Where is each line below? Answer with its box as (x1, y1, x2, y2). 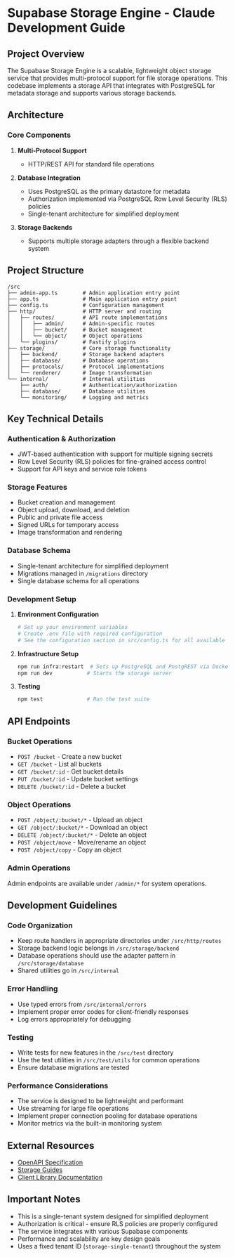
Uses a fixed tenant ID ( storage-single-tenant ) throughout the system (17, 1242, 221, 1250)
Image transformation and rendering (17, 528, 123, 537)
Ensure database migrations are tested (17, 1063, 130, 1072)
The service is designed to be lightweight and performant (17, 1097, 184, 1105)
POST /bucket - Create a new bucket (17, 753, 122, 761)
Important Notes (7, 1193, 81, 1206)
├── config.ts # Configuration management (7, 301, 165, 308)
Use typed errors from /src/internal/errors (17, 1000, 147, 1008)
